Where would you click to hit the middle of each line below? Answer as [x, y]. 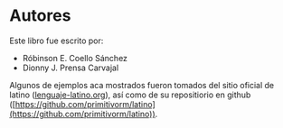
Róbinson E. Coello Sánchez [75, 58]
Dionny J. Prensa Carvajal [71, 68]
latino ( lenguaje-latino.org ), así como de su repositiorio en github [130, 95]
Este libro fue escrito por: [57, 41]
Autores [40, 16]
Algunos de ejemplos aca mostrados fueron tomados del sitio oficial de [142, 85]
